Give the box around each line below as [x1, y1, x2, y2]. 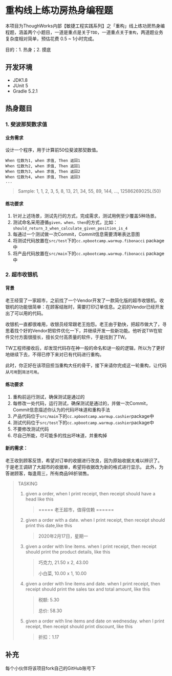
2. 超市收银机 [5, 271, 38, 278]
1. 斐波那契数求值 [5, 121, 48, 128]
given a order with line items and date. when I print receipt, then [25, 581, 160, 586]
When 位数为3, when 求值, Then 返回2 [5, 169, 80, 174]
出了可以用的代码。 [5, 310, 46, 316]
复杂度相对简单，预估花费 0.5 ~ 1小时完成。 [5, 35, 97, 42]
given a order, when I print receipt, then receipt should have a [25, 491, 156, 496]
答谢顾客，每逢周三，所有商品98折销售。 [5, 470, 92, 476]
